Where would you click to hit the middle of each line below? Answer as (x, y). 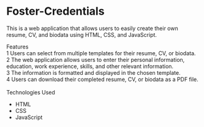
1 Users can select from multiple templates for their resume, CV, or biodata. (101, 53)
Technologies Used (31, 92)
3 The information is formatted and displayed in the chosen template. (93, 72)
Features (17, 47)
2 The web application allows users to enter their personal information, (96, 60)
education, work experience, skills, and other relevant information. (90, 66)
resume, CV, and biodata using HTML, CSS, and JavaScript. (82, 34)
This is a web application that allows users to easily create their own (93, 28)
